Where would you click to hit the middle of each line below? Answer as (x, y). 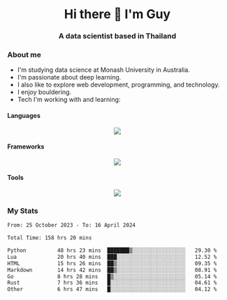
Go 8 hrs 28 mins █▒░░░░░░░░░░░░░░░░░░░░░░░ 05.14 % (112, 276)
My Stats (23, 211)
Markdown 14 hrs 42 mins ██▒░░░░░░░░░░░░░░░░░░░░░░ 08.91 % (112, 270)
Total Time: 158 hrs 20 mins (50, 238)
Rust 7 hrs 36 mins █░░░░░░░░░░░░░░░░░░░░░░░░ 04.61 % (112, 283)
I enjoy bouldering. (44, 92)
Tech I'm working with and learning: (69, 100)
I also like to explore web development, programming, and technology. (118, 85)
